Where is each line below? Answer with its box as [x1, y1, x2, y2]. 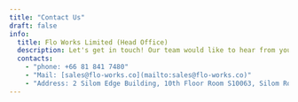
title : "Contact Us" [9, 12, 86, 22]
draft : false [9, 21, 58, 30]
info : [9, 29, 29, 38]
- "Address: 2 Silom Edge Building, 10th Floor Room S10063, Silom [25, 79, 279, 88]
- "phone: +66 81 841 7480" [25, 63, 129, 72]
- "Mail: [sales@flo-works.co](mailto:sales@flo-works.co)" [25, 71, 252, 80]
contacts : [17, 54, 53, 63]
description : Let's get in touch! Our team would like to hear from [17, 46, 276, 55]
